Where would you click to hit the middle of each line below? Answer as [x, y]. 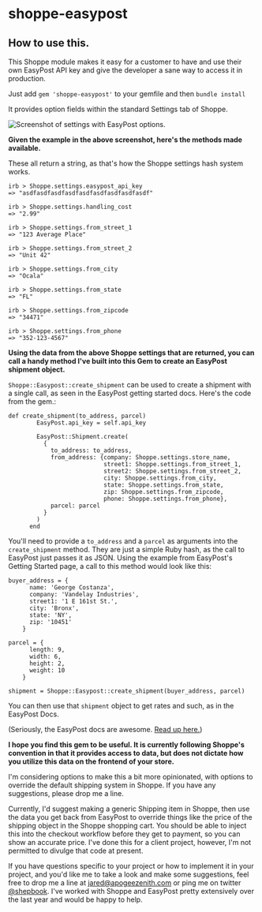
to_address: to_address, [91, 450]
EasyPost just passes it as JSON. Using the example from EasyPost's [120, 558]
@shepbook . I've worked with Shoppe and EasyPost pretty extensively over [131, 891]
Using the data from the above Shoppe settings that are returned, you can [131, 353]
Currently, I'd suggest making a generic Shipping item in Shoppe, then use [129, 809]
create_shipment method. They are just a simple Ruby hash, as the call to [126, 549]
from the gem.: [32, 402]
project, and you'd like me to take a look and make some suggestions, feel [129, 874]
